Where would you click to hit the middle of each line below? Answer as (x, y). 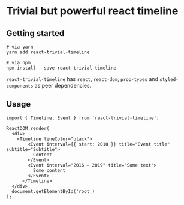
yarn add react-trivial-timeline (48, 52)
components (20, 86)
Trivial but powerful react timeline (92, 11)
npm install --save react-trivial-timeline (61, 68)
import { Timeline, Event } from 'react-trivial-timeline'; (83, 118)
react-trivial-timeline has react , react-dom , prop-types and (82, 79)
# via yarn (20, 47)
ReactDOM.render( (28, 128)
